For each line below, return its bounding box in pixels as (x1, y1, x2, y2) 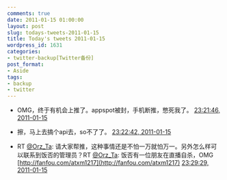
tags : (7, 73, 23, 81)
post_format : (7, 61, 44, 68)
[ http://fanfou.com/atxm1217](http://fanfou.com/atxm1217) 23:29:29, (16, 159, 209, 167)
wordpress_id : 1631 (7, 42, 63, 49)
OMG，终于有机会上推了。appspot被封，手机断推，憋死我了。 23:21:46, (16, 106, 221, 114)
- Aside (7, 67, 29, 74)
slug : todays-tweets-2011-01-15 (7, 29, 99, 36)
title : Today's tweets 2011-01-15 (7, 36, 106, 42)
